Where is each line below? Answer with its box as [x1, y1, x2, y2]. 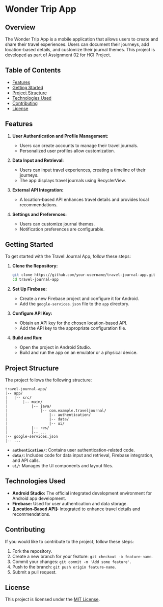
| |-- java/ [5, 404, 52, 409]
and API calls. [12, 457, 40, 463]
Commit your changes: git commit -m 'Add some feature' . [12, 559, 131, 565]
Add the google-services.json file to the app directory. [19, 301, 130, 307]
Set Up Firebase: [12, 286, 47, 292]
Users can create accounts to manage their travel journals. [19, 142, 138, 149]
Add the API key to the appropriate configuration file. [19, 325, 127, 331]
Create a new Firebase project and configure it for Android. [19, 296, 139, 302]
